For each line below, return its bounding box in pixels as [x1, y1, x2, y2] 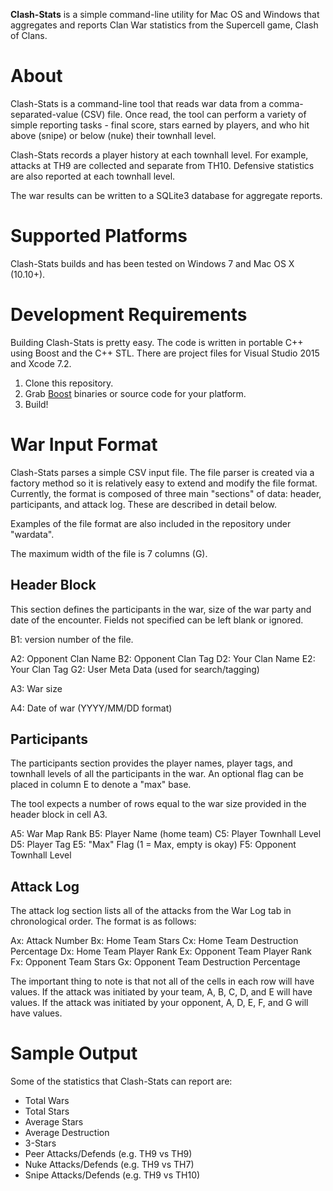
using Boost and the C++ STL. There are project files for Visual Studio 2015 [10, 347, 320, 359]
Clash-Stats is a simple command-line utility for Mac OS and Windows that [10, 9, 320, 20]
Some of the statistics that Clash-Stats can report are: [10, 1075, 233, 1088]
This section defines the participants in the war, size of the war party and [10, 603, 312, 615]
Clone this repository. [24, 377, 114, 389]
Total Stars [24, 1105, 70, 1118]
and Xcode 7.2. [10, 357, 72, 369]
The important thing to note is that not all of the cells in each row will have [10, 975, 315, 988]
